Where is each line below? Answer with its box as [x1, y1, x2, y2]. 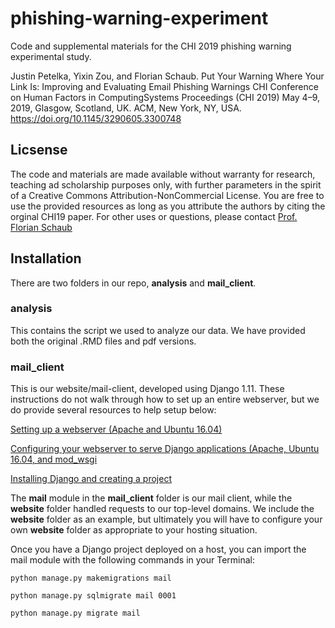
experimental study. [10, 50, 92, 62]
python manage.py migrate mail [10, 608, 141, 619]
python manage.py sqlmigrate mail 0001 [10, 591, 177, 601]
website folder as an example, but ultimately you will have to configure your [10, 513, 323, 526]
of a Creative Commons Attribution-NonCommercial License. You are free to [10, 189, 325, 201]
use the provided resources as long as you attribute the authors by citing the [10, 200, 326, 212]
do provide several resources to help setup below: [10, 404, 217, 416]
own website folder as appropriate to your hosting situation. [10, 524, 258, 536]
